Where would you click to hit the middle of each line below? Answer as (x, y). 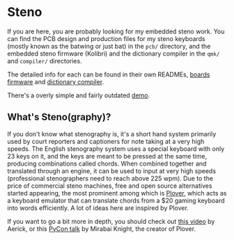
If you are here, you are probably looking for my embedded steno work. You (116, 31)
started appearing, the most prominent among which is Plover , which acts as (117, 193)
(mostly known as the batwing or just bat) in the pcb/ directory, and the (109, 46)
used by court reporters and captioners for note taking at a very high (106, 141)
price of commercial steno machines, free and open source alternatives (110, 186)
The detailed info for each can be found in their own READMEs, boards (109, 74)
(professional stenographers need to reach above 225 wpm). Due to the (110, 178)
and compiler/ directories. (45, 61)
